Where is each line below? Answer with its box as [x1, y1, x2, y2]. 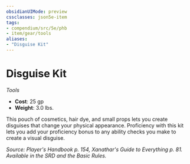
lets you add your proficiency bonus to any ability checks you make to [6, 128, 176, 135]
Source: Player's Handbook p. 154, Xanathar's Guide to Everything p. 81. [6, 146, 183, 153]
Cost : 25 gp [14, 98, 44, 105]
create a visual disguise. [6, 134, 65, 142]
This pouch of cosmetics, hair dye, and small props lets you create [6, 116, 168, 123]
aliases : [6, 36, 28, 42]
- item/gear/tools [6, 31, 51, 37]
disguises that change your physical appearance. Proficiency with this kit [6, 122, 184, 129]
